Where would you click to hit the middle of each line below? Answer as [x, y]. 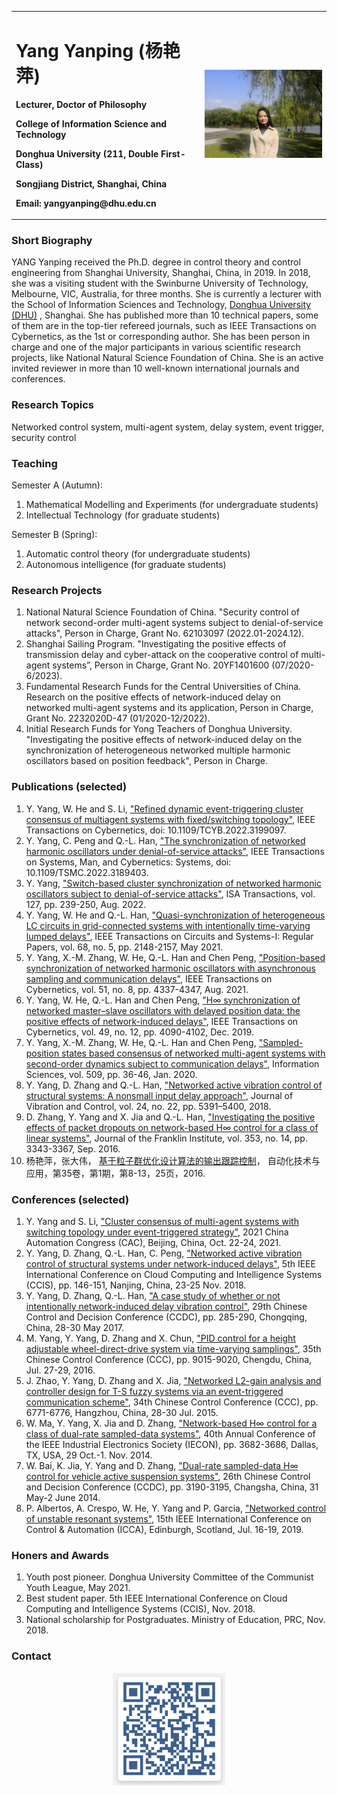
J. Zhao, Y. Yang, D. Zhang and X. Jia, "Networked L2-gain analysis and [173, 1380]
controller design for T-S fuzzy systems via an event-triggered [154, 1391]
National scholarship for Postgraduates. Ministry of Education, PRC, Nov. [175, 1620]
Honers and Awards [60, 1555]
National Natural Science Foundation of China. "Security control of [162, 612]
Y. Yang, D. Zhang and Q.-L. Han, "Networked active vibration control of [174, 1085]
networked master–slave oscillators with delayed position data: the [163, 1010]
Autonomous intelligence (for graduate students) [126, 565]
